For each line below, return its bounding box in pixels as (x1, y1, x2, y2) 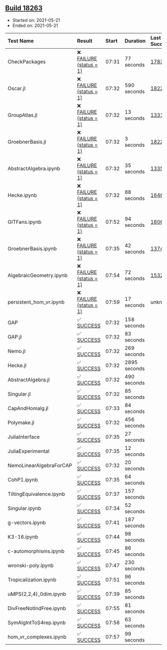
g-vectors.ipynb (7, 519, 46, 526)
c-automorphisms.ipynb (7, 548, 65, 555)
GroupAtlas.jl (7, 111, 38, 118)
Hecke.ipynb (7, 191, 37, 198)
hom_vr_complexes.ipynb (7, 633, 67, 640)
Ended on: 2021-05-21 (12, 22, 58, 28)
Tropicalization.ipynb (7, 576, 57, 583)
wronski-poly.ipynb (7, 562, 54, 569)
